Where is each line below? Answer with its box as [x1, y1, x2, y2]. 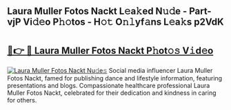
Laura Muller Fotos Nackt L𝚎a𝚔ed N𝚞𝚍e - [7, 5, 188, 17]
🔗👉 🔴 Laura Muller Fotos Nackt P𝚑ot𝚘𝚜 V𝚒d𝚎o [7, 45, 214, 56]
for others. [7, 96, 37, 104]
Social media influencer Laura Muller [108, 67, 213, 74]
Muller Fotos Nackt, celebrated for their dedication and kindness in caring [7, 89, 217, 97]
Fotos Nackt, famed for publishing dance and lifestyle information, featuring [7, 74, 223, 82]
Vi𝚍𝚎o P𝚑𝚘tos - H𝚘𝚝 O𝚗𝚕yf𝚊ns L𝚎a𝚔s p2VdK [23, 16, 224, 28]
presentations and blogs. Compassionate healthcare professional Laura [7, 82, 210, 89]
